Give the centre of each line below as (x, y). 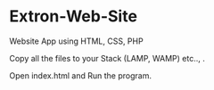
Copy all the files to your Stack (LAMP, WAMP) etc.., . (107, 58)
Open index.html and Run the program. (80, 75)
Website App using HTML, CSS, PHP (77, 41)
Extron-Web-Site (74, 16)
